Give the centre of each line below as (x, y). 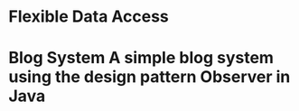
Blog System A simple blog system (141, 58)
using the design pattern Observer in (149, 77)
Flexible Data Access (89, 17)
